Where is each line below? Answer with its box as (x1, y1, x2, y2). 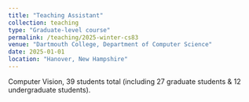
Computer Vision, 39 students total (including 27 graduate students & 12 (8, 76, 241, 86)
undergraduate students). (8, 85, 91, 94)
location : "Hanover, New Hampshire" (8, 56, 128, 64)
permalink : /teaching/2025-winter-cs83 (8, 33, 139, 42)
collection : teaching (8, 19, 79, 27)
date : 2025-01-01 (8, 48, 65, 56)
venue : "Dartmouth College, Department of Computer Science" (8, 41, 213, 49)
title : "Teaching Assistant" (8, 11, 104, 20)
